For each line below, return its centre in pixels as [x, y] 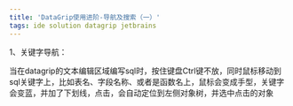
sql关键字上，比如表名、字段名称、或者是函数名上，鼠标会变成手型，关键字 [147, 81]
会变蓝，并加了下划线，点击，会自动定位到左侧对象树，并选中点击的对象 [141, 93]
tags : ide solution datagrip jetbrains [83, 26]
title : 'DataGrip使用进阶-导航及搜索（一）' [85, 17]
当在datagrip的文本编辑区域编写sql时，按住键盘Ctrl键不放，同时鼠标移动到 [145, 71]
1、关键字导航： [38, 52]
